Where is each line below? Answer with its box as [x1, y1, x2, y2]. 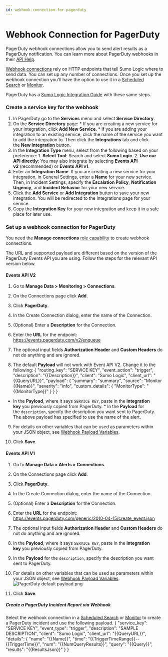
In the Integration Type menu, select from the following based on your [12, 147, 158, 153]
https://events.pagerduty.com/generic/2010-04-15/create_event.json [12, 515, 155, 521]
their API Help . [5, 56, 35, 62]
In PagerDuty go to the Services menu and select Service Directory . [12, 115, 155, 121]
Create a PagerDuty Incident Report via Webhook [5, 602, 111, 608]
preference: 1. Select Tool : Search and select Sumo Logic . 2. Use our [12, 152, 156, 158]
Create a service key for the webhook [5, 104, 99, 111]
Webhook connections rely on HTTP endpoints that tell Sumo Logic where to [5, 66, 163, 72]
